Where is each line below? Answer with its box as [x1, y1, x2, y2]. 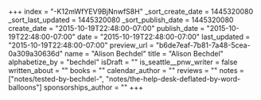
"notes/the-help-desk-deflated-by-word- [105, 75, 241, 83]
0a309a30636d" [8, 49, 64, 58]
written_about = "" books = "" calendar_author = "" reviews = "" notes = [8, 66, 245, 75]
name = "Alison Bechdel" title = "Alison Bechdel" [64, 49, 224, 58]
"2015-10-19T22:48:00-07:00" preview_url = [8, 40, 154, 50]
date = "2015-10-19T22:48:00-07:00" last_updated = [76, 32, 251, 41]
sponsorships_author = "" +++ [43, 83, 144, 92]
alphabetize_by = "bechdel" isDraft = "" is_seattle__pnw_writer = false [8, 57, 238, 67]
